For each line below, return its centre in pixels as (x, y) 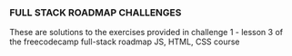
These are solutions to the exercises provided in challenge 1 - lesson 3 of (146, 33)
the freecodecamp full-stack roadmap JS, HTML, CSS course (125, 42)
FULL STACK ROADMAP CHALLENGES (96, 13)
